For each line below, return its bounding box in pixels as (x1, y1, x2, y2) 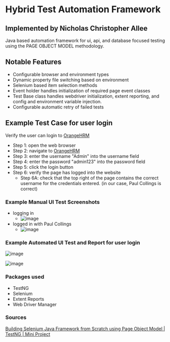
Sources (5, 314, 27, 321)
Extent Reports (12, 295, 45, 302)
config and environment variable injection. (12, 98, 102, 104)
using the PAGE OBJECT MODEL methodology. (5, 43, 104, 49)
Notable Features (5, 58, 61, 66)
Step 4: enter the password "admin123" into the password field (12, 158, 145, 165)
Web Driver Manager (12, 301, 57, 307)
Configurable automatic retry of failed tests (12, 104, 104, 110)
